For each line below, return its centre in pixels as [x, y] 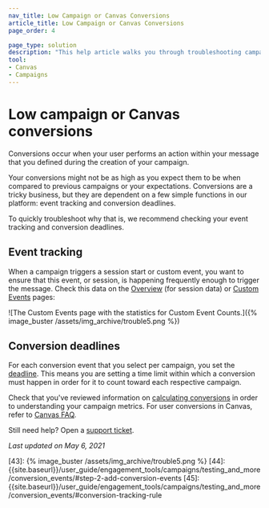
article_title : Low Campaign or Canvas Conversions [96, 23]
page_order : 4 [32, 30]
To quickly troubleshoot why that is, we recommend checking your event [128, 218]
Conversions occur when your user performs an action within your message [134, 154]
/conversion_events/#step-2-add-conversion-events [95, 478]
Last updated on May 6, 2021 [57, 446]
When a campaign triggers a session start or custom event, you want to [126, 271]
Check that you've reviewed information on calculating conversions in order [133, 398]
